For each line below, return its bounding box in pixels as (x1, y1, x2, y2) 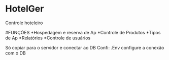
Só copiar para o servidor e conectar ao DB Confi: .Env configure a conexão (5, 44, 164, 50)
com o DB (5, 50, 26, 56)
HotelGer (5, 3, 44, 15)
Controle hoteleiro (5, 20, 43, 26)
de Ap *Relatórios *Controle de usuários (5, 35, 90, 41)
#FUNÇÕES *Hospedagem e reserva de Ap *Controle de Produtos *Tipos (5, 29, 161, 35)
